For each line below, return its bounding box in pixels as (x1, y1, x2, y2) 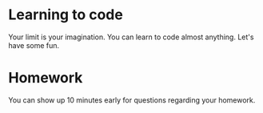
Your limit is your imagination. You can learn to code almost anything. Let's (8, 32, 254, 42)
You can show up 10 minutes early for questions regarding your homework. (8, 95, 256, 105)
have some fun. (8, 40, 60, 50)
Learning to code (8, 6, 124, 24)
